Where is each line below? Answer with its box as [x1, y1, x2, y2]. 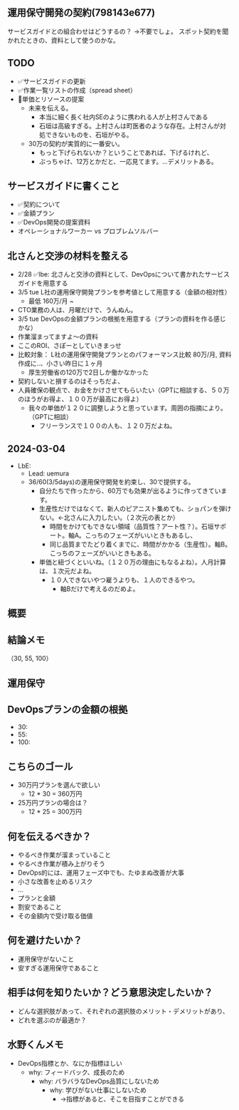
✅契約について [17, 200, 61, 209]
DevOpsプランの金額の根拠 [7, 704, 128, 716]
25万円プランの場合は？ [17, 798, 88, 807]
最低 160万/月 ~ [28, 297, 74, 305]
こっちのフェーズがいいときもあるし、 [85, 531, 197, 540]
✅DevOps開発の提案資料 [17, 218, 91, 227]
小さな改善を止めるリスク [17, 878, 93, 886]
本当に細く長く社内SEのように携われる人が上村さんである [38, 113, 208, 121]
